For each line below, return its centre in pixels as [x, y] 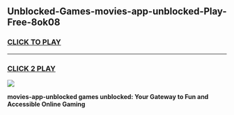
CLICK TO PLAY [34, 43]
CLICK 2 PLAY [31, 68]
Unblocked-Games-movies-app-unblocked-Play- [117, 11]
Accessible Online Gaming [46, 104]
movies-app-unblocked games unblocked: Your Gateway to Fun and [108, 96]
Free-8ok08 [34, 23]
